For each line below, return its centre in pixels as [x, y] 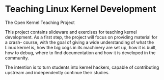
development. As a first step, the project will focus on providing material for [81, 37]
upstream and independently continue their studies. [57, 72]
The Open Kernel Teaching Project [40, 22]
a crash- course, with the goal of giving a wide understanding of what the [80, 42]
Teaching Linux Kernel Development [81, 9]
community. [17, 58]
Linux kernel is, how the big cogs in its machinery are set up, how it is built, [81, 47]
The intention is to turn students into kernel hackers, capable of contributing [82, 67]
